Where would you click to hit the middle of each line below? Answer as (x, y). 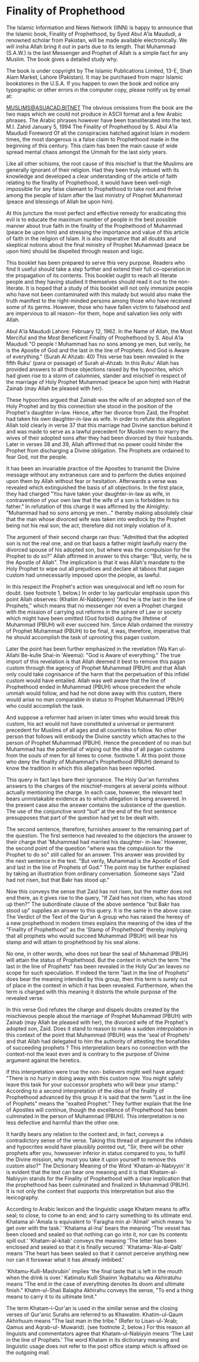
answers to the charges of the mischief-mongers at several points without (97, 786)
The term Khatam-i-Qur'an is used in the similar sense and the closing (92, 1308)
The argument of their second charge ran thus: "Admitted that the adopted (97, 537)
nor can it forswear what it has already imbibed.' (65, 1259)
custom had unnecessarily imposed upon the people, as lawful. (84, 575)
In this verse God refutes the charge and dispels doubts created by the (93, 1010)
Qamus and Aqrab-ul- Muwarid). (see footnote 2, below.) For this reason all (98, 1327)
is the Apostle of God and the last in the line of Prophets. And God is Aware (98, 350)
